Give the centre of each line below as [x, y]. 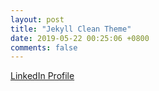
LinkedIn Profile [42, 76]
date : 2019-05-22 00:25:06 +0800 [80, 38]
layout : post [37, 19]
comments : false [44, 47]
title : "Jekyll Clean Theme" [71, 29]
